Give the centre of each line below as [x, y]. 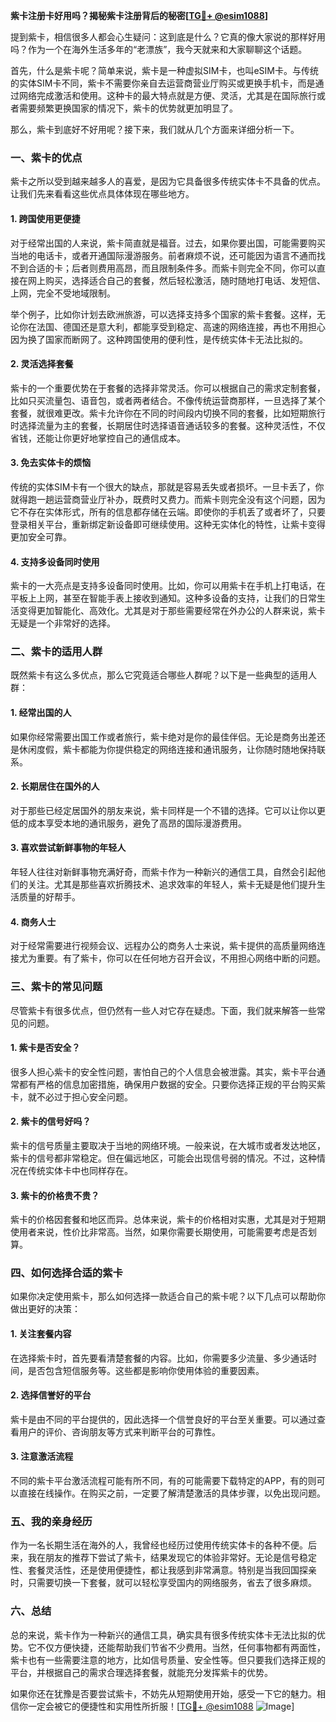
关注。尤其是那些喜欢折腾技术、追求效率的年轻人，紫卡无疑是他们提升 [172, 885]
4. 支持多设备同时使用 [55, 561]
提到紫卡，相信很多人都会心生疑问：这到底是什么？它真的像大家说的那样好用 [168, 37]
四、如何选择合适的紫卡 [66, 1273]
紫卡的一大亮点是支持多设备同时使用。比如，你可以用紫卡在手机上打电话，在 [168, 586]
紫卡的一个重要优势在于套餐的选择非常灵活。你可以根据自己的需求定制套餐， [168, 388]
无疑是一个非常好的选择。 [63, 623]
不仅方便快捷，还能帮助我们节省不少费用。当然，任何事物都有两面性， [181, 1647]
